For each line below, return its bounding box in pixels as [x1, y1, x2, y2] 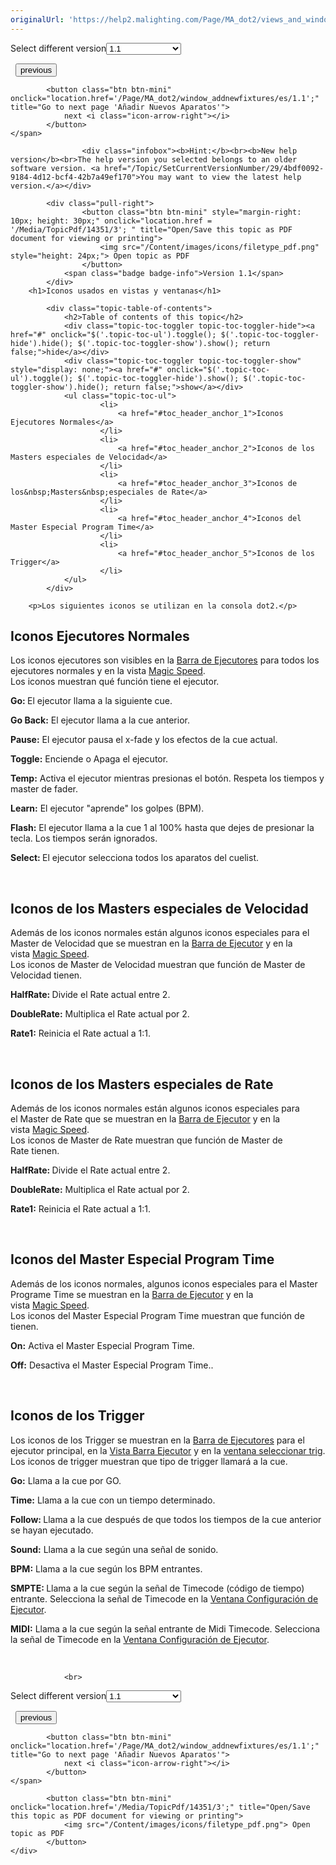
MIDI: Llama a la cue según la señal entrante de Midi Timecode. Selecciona [10, 1622, 321, 1635]
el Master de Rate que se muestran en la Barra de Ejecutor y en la [10, 1113, 281, 1125]
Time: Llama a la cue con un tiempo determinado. [10, 1494, 216, 1506]
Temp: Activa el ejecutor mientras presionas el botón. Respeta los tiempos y [10, 772, 325, 785]
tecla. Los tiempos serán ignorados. [10, 832, 158, 845]
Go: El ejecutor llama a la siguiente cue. [10, 695, 173, 707]
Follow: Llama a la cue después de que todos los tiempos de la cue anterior [10, 1513, 322, 1525]
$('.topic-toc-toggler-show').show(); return [77, 338, 271, 348]
